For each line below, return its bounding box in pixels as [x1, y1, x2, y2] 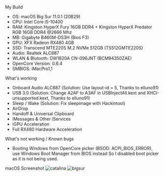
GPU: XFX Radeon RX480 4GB [12, 40, 75, 46]
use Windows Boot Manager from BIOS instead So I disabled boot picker [12, 151, 159, 156]
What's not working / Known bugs [5, 136, 74, 142]
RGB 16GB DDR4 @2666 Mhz [12, 29, 72, 35]
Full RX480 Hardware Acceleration [12, 126, 82, 132]
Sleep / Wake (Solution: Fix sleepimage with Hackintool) [12, 101, 126, 106]
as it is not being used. [12, 156, 58, 161]
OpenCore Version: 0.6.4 [12, 61, 63, 66]
